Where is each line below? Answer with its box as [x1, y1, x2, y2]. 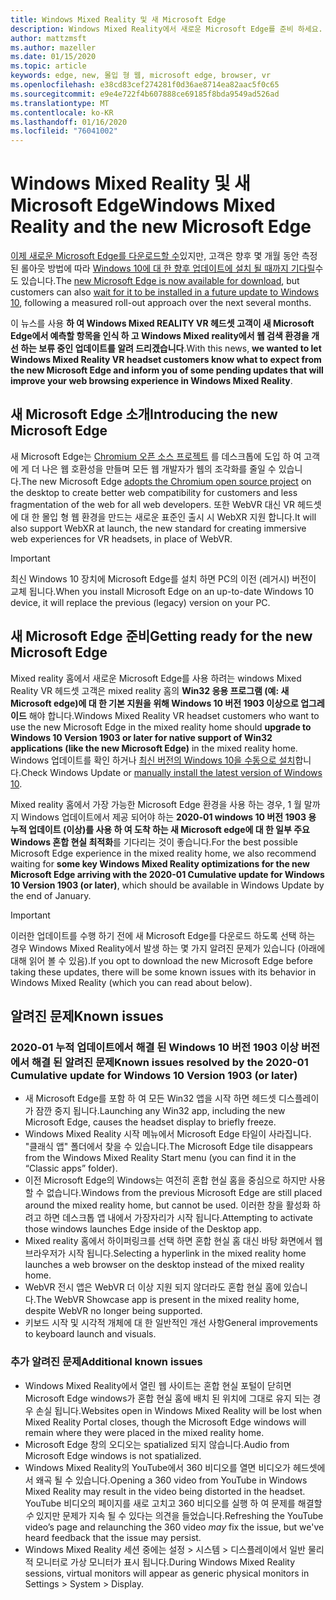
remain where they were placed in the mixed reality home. [24, 1426, 265, 1438]
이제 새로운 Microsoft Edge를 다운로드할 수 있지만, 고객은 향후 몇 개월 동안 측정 [10, 250, 318, 262]
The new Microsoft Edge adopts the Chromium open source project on [20, 475, 312, 487]
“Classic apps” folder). [24, 1162, 118, 1175]
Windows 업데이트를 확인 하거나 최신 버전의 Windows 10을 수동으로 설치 [10, 754, 296, 766]
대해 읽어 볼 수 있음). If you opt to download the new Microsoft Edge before [10, 954, 313, 966]
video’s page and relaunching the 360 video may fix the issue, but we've [24, 1521, 325, 1533]
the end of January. [10, 889, 92, 901]
